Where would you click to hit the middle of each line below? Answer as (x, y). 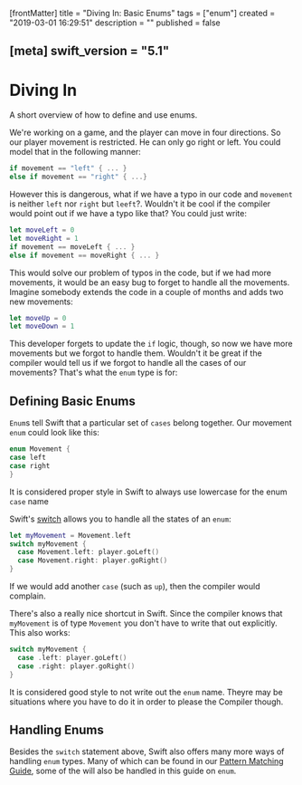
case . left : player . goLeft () (72, 657)
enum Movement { (40, 449)
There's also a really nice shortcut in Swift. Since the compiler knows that (146, 614)
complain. (28, 596)
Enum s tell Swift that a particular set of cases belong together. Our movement (151, 423)
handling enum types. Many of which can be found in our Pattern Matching (146, 761)
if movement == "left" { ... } (68, 168)
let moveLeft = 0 (42, 230)
